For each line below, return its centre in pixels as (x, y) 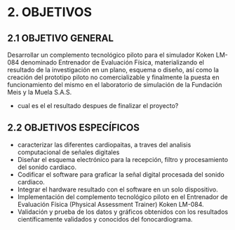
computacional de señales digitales (68, 152)
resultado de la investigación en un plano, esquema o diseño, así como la (113, 70)
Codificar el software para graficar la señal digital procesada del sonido (121, 174)
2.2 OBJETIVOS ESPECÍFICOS (74, 128)
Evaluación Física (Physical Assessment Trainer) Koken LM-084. (111, 204)
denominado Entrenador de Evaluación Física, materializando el (113, 62)
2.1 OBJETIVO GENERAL (61, 38)
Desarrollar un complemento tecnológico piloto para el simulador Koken (111, 55)
